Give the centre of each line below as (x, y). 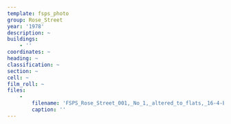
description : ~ (29, 33)
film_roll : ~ (26, 84)
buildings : (23, 39)
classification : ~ (33, 65)
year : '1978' (26, 26)
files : (16, 90)
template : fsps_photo (38, 13)
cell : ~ (18, 77)
